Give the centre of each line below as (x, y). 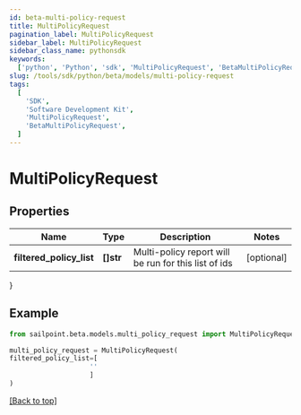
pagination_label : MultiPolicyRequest (82, 34)
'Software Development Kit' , (80, 109)
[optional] (267, 257)
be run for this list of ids (183, 263)
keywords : (28, 59)
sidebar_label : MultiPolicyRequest (76, 43)
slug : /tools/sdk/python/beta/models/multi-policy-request (122, 76)
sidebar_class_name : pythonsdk (68, 51)
